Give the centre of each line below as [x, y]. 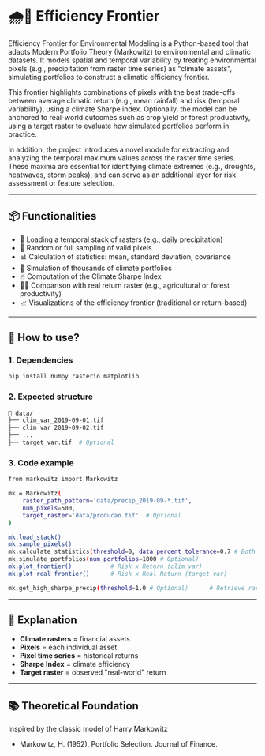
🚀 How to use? [44, 338]
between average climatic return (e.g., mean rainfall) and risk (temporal [124, 100]
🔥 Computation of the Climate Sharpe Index [90, 276]
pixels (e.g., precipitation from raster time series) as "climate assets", [120, 68]
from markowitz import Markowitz [63, 480]
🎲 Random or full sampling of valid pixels [86, 247]
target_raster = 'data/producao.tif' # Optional [102, 515]
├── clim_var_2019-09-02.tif [56, 428]
